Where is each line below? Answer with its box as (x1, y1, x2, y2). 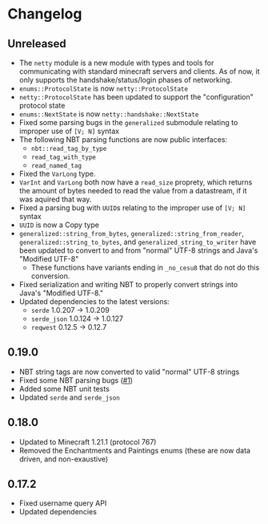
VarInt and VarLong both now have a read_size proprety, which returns (18, 177, 253, 187)
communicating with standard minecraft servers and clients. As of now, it (18, 67, 260, 76)
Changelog (7, 5, 82, 23)
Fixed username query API (18, 498, 107, 508)
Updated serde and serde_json (18, 392, 121, 402)
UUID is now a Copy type (18, 220, 99, 230)
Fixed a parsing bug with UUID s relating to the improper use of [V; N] (18, 203, 246, 213)
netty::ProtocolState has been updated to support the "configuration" (18, 92, 254, 101)
